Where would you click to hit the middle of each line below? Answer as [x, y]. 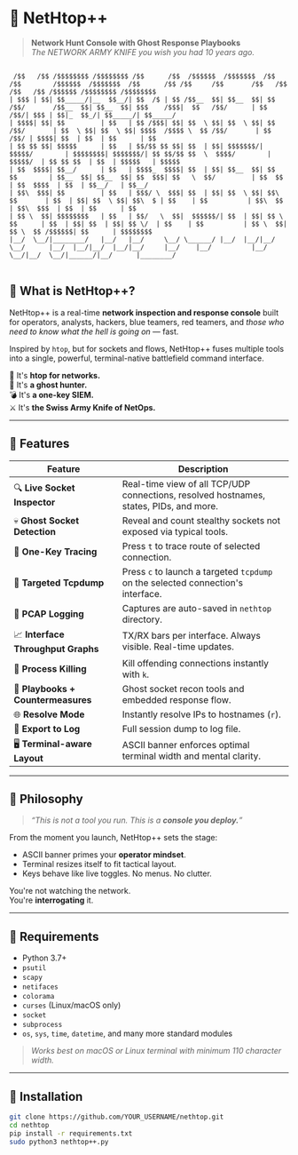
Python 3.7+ [44, 958]
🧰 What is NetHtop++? [72, 291]
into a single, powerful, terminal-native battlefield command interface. [137, 358]
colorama [38, 997]
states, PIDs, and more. [170, 506]
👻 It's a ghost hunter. [48, 385]
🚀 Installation [46, 1096]
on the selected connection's [183, 583]
